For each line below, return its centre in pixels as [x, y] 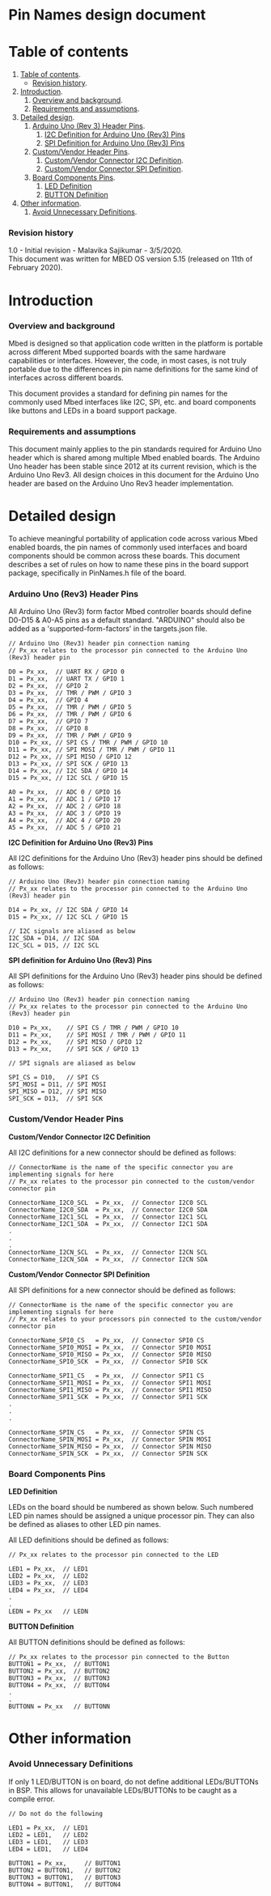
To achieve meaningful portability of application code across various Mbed [133, 539]
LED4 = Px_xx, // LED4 [49, 1591]
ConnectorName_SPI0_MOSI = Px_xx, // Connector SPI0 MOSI [110, 1347]
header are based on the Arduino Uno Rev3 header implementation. [121, 484]
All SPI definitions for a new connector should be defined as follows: [122, 1290]
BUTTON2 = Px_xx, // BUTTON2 [59, 1671]
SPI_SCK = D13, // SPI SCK [56, 1099]
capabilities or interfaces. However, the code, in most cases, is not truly [127, 360]
